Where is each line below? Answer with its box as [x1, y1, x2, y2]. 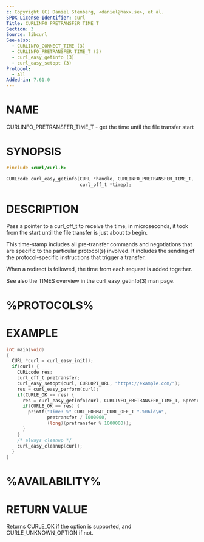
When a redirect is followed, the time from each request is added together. [6, 265, 192, 273]
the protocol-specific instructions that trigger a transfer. [6, 254, 146, 261]
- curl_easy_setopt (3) [12, 60, 72, 66]
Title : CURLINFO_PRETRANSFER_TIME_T [6, 20, 99, 26]
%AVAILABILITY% [6, 475, 101, 488]
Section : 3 [6, 26, 34, 32]
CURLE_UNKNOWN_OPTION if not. [6, 529, 94, 537]
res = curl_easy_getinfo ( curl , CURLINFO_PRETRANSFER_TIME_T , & [22, 398, 186, 404]
